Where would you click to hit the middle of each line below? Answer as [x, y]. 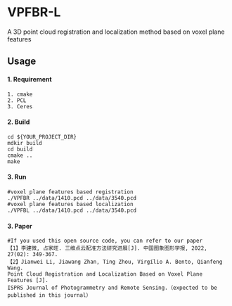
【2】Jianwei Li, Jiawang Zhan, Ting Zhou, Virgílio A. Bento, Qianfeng [115, 262]
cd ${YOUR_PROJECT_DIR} [42, 137]
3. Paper [20, 226]
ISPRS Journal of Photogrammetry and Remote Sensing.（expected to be [112, 288]
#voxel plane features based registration [70, 192]
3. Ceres [20, 106]
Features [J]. [28, 281]
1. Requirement [30, 79]
